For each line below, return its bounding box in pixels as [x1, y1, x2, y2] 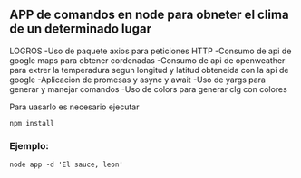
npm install [9, 118, 54, 127]
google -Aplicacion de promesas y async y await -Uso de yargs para [9, 74, 266, 85]
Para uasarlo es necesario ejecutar [9, 101, 140, 112]
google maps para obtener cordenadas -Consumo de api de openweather [9, 54, 286, 66]
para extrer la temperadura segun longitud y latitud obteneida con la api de [9, 64, 289, 75]
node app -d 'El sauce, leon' [9, 160, 124, 170]
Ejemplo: [9, 139, 50, 152]
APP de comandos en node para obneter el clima [9, 7, 289, 23]
